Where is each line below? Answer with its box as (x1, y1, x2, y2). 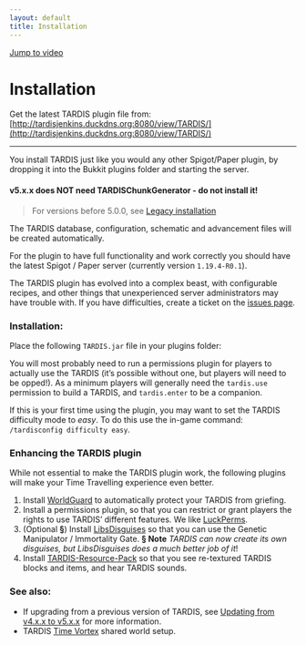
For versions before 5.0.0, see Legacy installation (31, 205, 217, 216)
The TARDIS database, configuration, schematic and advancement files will (9, 222, 291, 233)
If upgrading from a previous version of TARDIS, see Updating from (22, 606, 275, 617)
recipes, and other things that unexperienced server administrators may (9, 287, 280, 298)
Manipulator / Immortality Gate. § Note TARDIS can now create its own (22, 534, 288, 545)
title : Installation (9, 22, 88, 31)
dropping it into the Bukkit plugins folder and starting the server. (9, 164, 250, 175)
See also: (9, 585, 52, 598)
